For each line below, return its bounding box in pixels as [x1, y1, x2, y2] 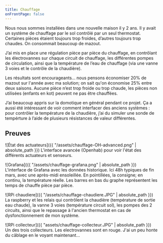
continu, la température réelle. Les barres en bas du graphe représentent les [5, 177, 158, 183]
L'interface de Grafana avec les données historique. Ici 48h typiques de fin [5, 167, 154, 173]
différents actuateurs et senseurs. [5, 153, 73, 158]
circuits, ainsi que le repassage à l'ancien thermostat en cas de [5, 208, 131, 213]
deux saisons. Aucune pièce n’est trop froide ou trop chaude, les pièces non [5, 85, 158, 91]
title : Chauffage [5, 7, 40, 12]
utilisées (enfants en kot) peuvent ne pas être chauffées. [5, 90, 118, 96]
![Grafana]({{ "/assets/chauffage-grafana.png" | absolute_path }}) [5, 162, 137, 168]
